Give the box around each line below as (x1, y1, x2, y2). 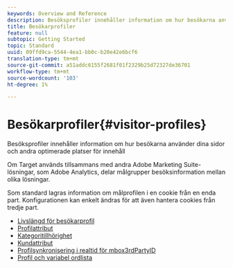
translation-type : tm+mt (7, 55, 79, 62)
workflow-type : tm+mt (7, 68, 70, 75)
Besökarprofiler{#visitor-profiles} (7, 117, 207, 132)
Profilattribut (17, 224, 53, 233)
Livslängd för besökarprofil (17, 217, 95, 225)
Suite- (183, 161, 201, 169)
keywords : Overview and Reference (7, 10, 107, 17)
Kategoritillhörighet (17, 231, 73, 240)
